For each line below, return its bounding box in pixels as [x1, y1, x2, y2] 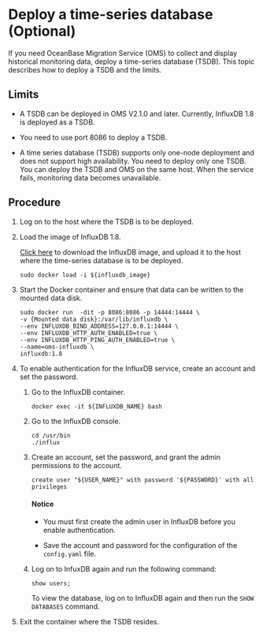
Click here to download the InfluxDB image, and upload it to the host [19, 247, 242, 257]
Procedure [8, 195, 61, 210]
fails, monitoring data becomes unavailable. [19, 173, 161, 182]
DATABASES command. [31, 601, 100, 611]
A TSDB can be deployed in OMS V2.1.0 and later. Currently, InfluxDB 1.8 [19, 109, 254, 118]
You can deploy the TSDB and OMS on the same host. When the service [19, 164, 254, 174]
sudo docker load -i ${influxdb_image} [19, 270, 151, 279]
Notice [31, 499, 54, 509]
